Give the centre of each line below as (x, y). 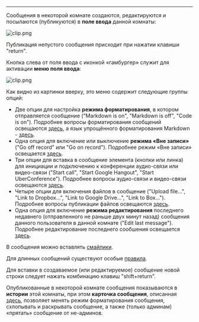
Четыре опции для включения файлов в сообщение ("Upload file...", (100, 191)
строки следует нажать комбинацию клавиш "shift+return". (81, 276)
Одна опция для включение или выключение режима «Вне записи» (102, 141)
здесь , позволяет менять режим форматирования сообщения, (85, 300)
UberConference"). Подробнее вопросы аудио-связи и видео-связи (100, 179)
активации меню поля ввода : (44, 68)
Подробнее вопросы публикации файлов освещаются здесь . (92, 204)
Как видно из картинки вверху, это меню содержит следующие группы (97, 92)
